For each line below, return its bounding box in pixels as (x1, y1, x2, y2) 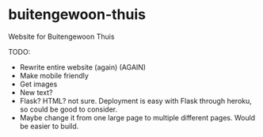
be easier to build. (19, 121, 79, 131)
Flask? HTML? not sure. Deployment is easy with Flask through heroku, (19, 96, 252, 105)
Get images (19, 79, 58, 89)
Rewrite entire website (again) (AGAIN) (19, 62, 147, 72)
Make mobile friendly (19, 70, 90, 80)
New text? (19, 87, 53, 97)
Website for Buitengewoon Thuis (8, 32, 115, 41)
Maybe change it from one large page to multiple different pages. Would (19, 112, 256, 122)
